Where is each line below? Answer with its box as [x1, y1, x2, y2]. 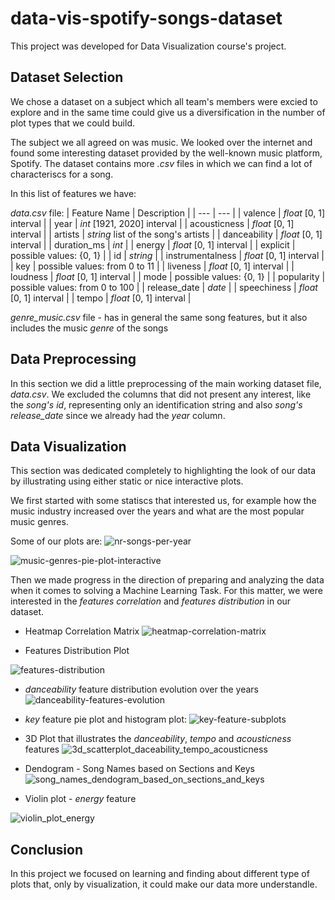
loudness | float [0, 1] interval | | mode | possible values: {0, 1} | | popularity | [10, 270, 326, 282]
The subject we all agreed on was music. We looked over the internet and [10, 136, 313, 148]
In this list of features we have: [10, 187, 137, 199]
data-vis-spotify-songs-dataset [10, 7, 283, 30]
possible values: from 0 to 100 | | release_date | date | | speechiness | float [10, 281, 318, 293]
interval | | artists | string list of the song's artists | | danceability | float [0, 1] [10, 228, 323, 240]
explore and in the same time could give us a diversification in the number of [10, 106, 326, 118]
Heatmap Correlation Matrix [24, 625, 140, 637]
